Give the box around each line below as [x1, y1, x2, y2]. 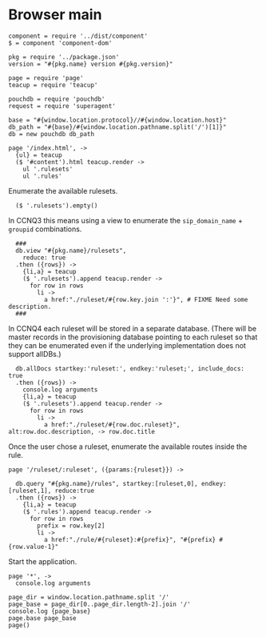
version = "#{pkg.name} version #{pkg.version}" [8, 60, 173, 68]
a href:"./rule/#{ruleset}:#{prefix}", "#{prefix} [43, 535, 216, 543]
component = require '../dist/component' [8, 32, 149, 40]
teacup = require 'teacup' [8, 81, 98, 89]
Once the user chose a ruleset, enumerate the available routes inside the [8, 442, 248, 451]
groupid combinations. [8, 224, 82, 234]
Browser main [8, 6, 102, 24]
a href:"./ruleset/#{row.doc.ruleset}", [43, 420, 181, 429]
